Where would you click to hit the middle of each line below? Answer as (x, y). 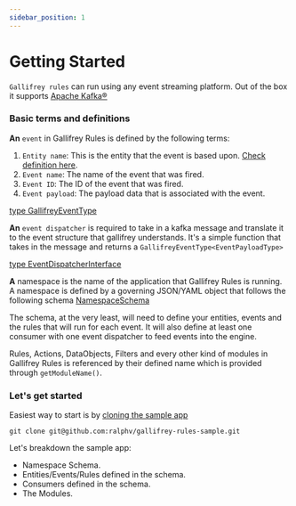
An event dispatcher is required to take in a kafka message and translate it (147, 227)
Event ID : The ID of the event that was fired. (103, 184)
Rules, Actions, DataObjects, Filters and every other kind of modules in (139, 354)
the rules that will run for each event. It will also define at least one (131, 327)
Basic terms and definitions (70, 118)
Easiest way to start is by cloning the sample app (99, 415)
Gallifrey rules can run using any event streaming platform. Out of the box (148, 86)
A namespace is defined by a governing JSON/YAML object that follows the (148, 290)
